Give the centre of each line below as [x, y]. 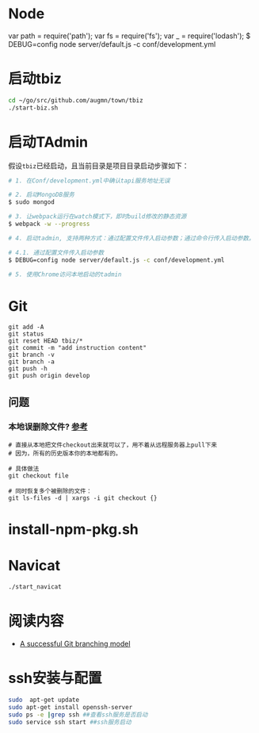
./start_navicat [35, 587]
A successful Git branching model [75, 644]
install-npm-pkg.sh [73, 530]
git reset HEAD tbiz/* [46, 341]
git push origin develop [49, 376]
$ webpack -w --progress [49, 224]
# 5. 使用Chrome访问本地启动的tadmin [65, 274]
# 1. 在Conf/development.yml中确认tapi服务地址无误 [89, 180]
